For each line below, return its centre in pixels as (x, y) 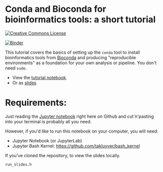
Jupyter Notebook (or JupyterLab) (47, 140)
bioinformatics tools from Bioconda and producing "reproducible (71, 57)
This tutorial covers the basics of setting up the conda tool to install (73, 52)
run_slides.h (18, 164)
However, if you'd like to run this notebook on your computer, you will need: (82, 131)
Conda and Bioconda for (56, 9)
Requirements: (36, 103)
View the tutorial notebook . (40, 77)
